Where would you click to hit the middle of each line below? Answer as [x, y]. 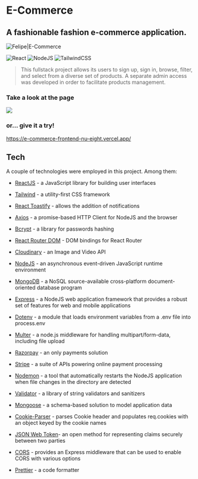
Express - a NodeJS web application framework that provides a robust [101, 299]
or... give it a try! [30, 125]
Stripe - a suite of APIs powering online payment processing [88, 364]
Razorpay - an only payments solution [61, 353]
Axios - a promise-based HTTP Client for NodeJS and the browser [96, 218]
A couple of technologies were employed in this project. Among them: [92, 171]
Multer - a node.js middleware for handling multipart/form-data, [93, 335]
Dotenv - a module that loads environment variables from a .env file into [103, 317]
